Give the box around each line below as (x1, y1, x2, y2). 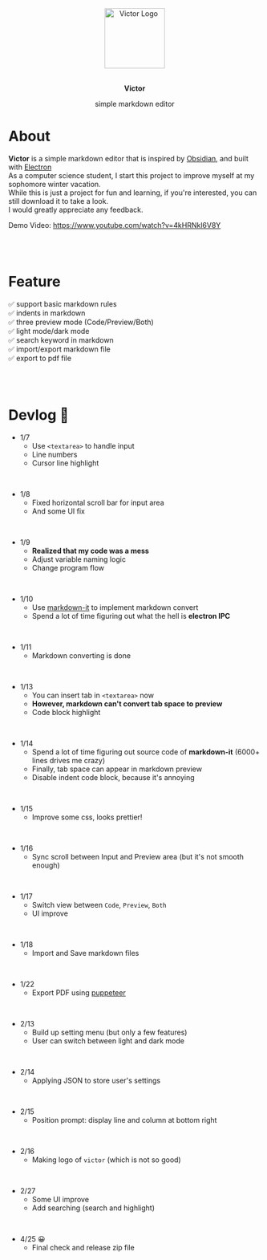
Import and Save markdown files (31, 948, 140, 957)
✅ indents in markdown (8, 308, 86, 318)
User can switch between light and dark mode (31, 1035, 184, 1046)
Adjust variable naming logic (31, 554, 127, 564)
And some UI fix (31, 506, 86, 516)
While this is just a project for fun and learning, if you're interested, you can (8, 188, 257, 197)
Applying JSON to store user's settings (31, 1075, 161, 1085)
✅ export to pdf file (8, 353, 72, 363)
